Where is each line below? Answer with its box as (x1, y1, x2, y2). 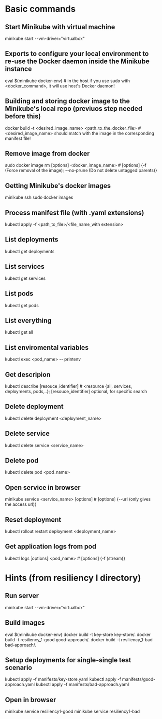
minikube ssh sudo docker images (5, 194, 74, 200)
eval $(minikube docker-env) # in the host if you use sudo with (5, 78, 130, 84)
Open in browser (5, 696, 57, 704)
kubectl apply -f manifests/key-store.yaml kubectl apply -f (5, 676, 121, 682)
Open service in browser (5, 483, 81, 492)
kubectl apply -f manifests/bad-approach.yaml (35, 682, 129, 687)
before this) (5, 112, 41, 120)
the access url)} (5, 501, 37, 507)
